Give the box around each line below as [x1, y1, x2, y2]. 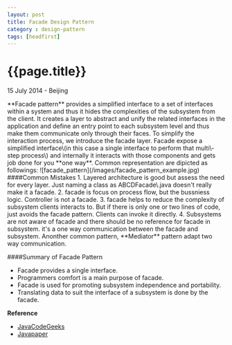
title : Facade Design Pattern [7, 18, 95, 26]
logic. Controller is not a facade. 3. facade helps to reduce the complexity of [7, 196, 225, 204]
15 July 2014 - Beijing [7, 86, 69, 95]
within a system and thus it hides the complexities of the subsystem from [7, 107, 216, 115]
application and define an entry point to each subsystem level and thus [7, 122, 210, 131]
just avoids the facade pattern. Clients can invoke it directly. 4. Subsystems [7, 210, 222, 218]
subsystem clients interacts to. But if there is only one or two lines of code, [7, 203, 220, 211]
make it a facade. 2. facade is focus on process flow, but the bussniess [7, 188, 210, 196]
